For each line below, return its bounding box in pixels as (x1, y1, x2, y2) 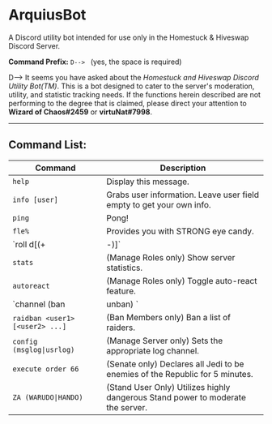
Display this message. (106, 176, 190, 187)
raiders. (106, 322, 136, 333)
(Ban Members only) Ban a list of (106, 311, 231, 323)
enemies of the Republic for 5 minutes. (106, 368, 253, 379)
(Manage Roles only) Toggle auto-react (106, 275, 257, 286)
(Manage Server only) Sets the (106, 335, 223, 346)
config (12, 336, 38, 346)
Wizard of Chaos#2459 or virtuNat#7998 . (8, 107, 152, 117)
